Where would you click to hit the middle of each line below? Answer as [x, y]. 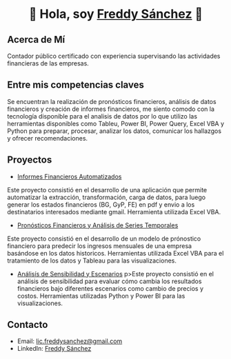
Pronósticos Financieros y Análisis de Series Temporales [98, 225]
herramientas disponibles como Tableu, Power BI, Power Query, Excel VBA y [116, 123]
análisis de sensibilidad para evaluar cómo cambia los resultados [109, 281]
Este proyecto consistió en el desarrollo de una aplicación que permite [107, 189]
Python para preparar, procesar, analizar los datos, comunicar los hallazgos [114, 131]
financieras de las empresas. [48, 63]
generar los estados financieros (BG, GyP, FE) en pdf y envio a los [101, 204]
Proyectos [30, 160]
